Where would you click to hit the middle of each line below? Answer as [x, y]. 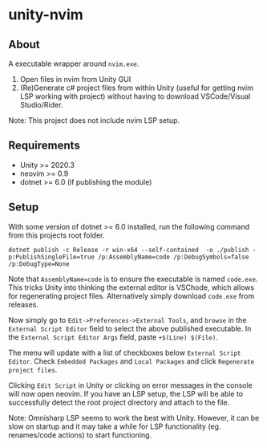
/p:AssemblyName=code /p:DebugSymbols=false [173, 257]
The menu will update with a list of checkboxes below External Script [125, 352]
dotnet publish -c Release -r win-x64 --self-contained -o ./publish [129, 250]
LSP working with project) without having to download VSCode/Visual [135, 96]
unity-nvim [46, 15]
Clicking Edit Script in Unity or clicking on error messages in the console [130, 385]
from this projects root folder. [57, 235]
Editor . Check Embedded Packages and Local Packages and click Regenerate [131, 361]
